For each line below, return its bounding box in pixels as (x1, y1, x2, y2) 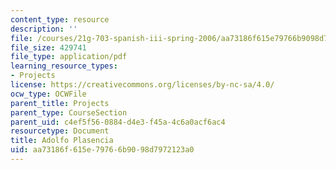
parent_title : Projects (10, 98, 110, 108)
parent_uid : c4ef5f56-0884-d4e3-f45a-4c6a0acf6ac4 (10, 117, 226, 127)
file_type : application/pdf (10, 52, 128, 62)
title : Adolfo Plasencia (10, 136, 114, 146)
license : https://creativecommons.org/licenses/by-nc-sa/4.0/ (10, 80, 275, 90)
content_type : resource (10, 14, 110, 25)
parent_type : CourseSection (10, 107, 128, 118)
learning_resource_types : (10, 61, 118, 71)
